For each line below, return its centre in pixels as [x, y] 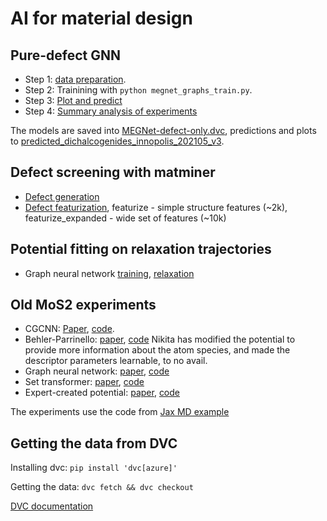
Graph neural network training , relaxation [109, 273]
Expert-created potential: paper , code [102, 393]
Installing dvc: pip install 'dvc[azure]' [94, 468]
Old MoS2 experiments [83, 305]
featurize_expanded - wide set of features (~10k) [125, 218]
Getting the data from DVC [94, 443]
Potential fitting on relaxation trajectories [141, 249]
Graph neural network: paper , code [97, 371]
